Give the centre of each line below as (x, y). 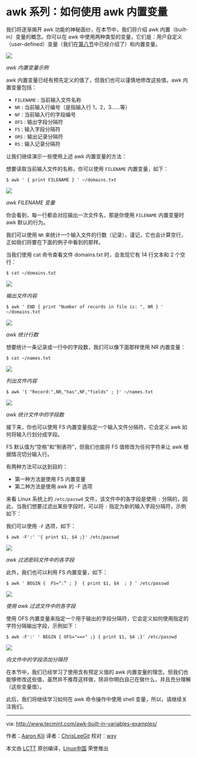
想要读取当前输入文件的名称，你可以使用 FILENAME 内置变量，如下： (87, 168)
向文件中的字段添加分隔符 (37, 659)
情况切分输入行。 (32, 454)
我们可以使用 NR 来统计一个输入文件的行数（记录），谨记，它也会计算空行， (96, 235)
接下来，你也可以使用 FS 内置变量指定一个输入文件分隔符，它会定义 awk (94, 427)
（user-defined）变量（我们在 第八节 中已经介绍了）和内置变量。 (84, 44)
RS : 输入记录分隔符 (38, 144)
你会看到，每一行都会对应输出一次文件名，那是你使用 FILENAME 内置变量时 (95, 215)
